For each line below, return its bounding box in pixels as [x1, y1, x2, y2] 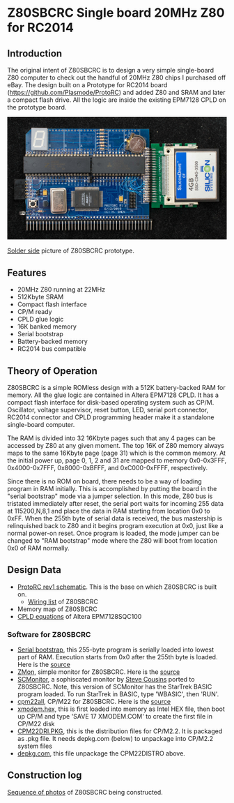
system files [17, 742, 52, 751]
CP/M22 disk [17, 720, 55, 728]
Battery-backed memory [17, 337, 88, 346]
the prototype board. [7, 103, 67, 111]
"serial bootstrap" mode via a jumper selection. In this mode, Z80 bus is [7, 492, 213, 500]
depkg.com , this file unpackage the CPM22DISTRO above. [17, 749, 186, 758]
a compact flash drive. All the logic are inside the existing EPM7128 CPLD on [7, 96, 226, 104]
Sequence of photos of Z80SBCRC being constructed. [7, 788, 164, 796]
